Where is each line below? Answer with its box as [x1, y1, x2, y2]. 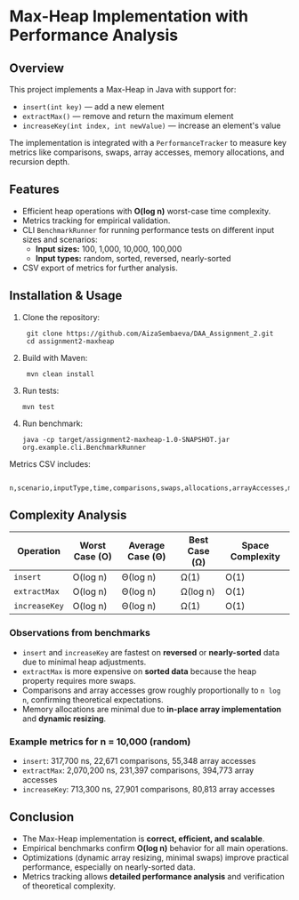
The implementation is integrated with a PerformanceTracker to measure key [9, 138, 287, 148]
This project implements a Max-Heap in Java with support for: [9, 84, 237, 94]
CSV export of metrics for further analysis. [21, 262, 178, 273]
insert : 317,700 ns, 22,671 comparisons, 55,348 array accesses [21, 756, 256, 767]
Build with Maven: [21, 352, 88, 363]
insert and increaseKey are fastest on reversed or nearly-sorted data [21, 647, 280, 657]
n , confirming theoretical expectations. [21, 694, 164, 704]
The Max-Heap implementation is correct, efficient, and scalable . [21, 833, 265, 844]
